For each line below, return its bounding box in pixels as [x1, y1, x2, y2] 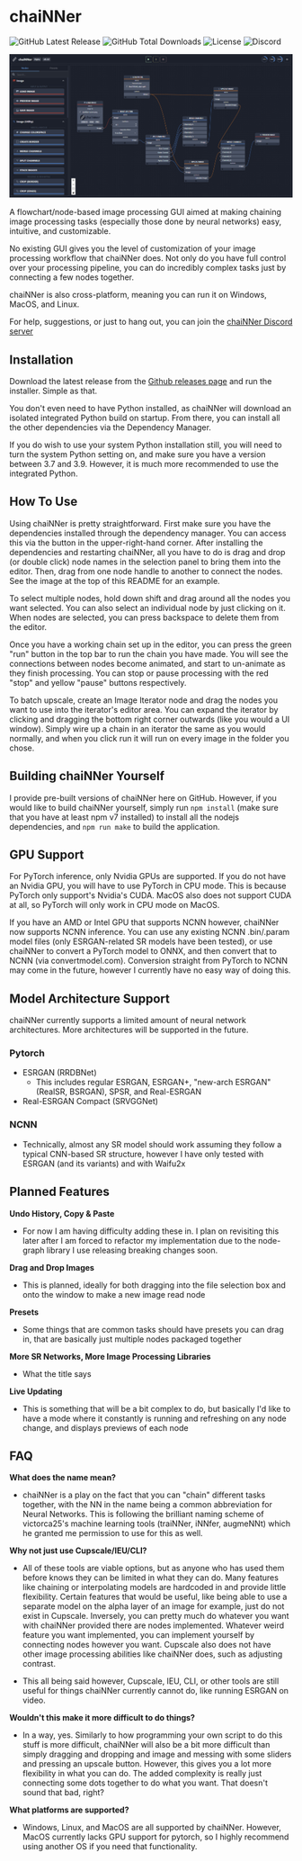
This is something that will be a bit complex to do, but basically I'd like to [22, 1403, 291, 1414]
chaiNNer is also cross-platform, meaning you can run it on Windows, [9, 290, 267, 301]
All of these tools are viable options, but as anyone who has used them [22, 1563, 285, 1574]
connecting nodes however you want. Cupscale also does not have [22, 1640, 271, 1650]
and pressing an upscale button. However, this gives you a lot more [22, 1758, 272, 1769]
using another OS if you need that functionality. [22, 1841, 198, 1852]
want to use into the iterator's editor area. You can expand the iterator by [9, 704, 279, 715]
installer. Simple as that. [9, 385, 98, 396]
